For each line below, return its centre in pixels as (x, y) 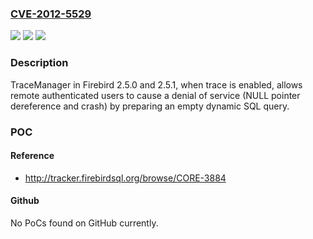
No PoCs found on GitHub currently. (84, 223)
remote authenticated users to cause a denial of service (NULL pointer (155, 95)
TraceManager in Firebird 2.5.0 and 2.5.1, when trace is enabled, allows (156, 84)
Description (39, 63)
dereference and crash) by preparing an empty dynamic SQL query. (150, 106)
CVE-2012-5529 (51, 14)
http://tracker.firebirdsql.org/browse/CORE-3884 (125, 178)
